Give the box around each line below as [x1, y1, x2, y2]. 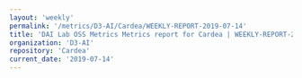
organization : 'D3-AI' [9, 38, 94, 48]
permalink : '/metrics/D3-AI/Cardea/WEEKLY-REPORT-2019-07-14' [9, 22, 247, 30]
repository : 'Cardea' [9, 47, 91, 56]
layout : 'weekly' [9, 13, 75, 22]
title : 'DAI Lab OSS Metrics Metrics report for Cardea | [9, 30, 231, 39]
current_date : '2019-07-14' [9, 55, 115, 64]
